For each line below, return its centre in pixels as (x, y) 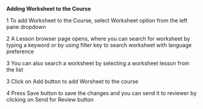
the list (15, 70)
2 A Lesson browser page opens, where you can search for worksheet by (98, 38)
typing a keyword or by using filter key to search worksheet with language (99, 45)
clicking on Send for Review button (50, 100)
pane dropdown (26, 27)
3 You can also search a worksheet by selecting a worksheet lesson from (98, 63)
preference (20, 51)
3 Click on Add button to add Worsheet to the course (72, 81)
